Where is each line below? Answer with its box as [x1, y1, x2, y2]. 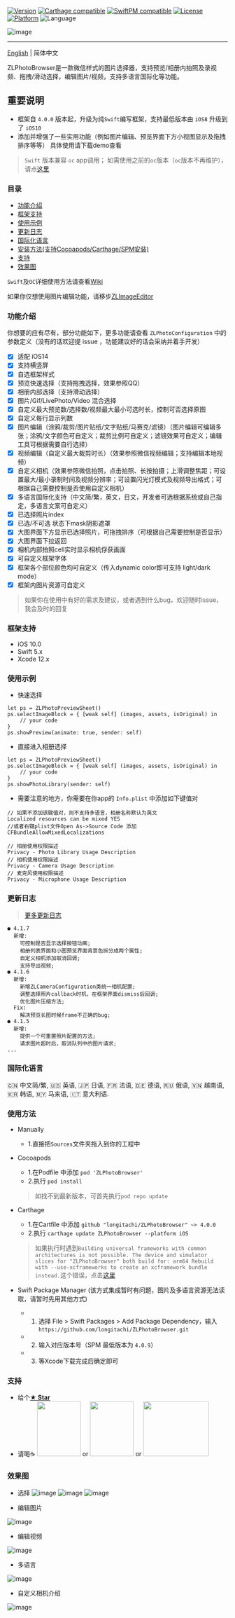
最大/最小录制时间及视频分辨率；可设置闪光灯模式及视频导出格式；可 [23, 475, 222, 484]
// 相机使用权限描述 [7, 856, 59, 863]
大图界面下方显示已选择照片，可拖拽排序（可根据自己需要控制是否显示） [17, 528, 226, 536]
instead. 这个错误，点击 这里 [34, 1271, 115, 1280]
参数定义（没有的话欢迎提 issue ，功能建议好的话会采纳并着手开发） [7, 337, 204, 346]
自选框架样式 [17, 370, 55, 378]
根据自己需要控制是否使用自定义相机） [17, 484, 128, 493]
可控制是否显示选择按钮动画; [20, 940, 91, 947]
